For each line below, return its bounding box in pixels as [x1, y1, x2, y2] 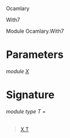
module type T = [6, 108, 46, 115]
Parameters [6, 48, 64, 61]
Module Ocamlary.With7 [6, 27, 64, 34]
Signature [6, 88, 55, 101]
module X [6, 67, 29, 75]
